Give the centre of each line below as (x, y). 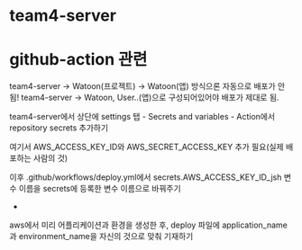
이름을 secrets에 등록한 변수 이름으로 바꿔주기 (100, 189)
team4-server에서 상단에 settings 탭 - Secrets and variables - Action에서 (142, 117)
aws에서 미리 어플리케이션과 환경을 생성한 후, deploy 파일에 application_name (149, 225)
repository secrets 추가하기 (59, 128)
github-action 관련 (78, 60)
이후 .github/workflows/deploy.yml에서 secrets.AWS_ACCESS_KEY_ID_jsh (146, 177)
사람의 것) (50, 158)
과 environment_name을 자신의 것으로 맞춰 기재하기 (101, 237)
